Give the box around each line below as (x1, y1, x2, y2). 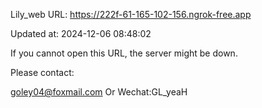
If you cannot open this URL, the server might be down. (10, 47, 238, 59)
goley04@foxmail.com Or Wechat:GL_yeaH (10, 86, 188, 98)
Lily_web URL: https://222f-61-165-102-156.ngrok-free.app (10, 9, 252, 20)
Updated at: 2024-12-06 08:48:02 (10, 28, 152, 39)
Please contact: (10, 67, 75, 78)
